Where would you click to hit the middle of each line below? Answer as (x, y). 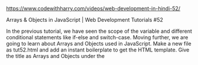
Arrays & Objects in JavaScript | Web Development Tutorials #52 (85, 20)
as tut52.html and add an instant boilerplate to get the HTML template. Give (98, 50)
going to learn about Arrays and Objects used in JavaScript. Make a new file (99, 44)
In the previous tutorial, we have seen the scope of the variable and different (99, 31)
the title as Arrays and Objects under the (56, 56)
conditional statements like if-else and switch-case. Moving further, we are (97, 37)
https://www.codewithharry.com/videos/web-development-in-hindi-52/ (93, 8)
